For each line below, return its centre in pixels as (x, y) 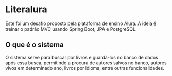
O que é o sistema (35, 45)
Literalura (26, 9)
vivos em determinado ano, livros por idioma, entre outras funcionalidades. (85, 68)
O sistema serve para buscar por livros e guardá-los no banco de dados (82, 57)
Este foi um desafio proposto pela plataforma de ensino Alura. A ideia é (81, 23)
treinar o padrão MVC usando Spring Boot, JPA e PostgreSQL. (71, 29)
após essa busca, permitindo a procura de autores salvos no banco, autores (86, 63)
